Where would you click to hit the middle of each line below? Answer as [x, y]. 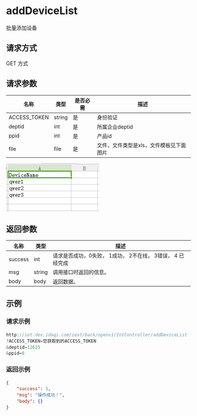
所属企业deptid [115, 127]
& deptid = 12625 [23, 347]
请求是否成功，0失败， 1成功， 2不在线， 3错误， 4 [115, 256]
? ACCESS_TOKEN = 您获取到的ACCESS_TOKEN [51, 341]
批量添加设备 [21, 28]
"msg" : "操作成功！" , [41, 395]
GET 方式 [17, 63]
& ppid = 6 [16, 353]
